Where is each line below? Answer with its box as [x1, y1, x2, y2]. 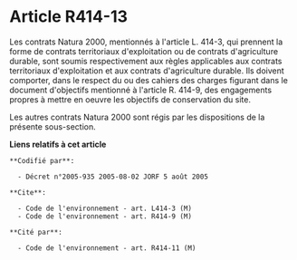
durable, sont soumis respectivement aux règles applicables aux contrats [9, 55, 283, 66]
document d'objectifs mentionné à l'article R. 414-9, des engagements [9, 84, 273, 95]
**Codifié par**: [9, 156, 75, 165]
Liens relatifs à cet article [9, 139, 107, 149]
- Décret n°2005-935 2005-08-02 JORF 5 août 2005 [17, 172, 208, 181]
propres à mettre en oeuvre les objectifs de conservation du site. [9, 93, 252, 105]
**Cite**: [9, 188, 47, 197]
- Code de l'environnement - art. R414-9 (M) [17, 211, 193, 221]
